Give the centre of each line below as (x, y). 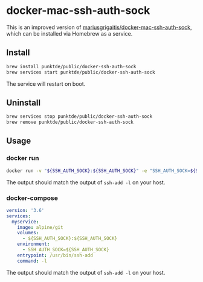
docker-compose (32, 198)
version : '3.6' (25, 210)
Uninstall (24, 102)
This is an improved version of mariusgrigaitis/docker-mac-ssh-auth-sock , (99, 27)
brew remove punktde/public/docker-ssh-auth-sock (70, 122)
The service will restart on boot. (46, 84)
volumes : (28, 233)
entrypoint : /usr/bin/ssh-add (55, 255)
